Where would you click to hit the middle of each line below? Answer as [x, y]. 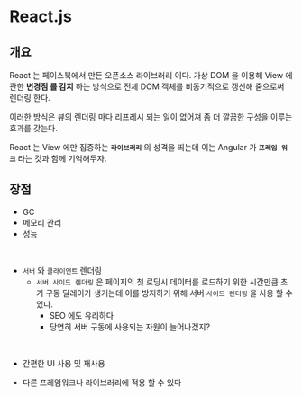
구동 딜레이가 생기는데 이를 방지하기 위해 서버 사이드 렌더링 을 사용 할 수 [169, 292]
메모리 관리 [42, 222]
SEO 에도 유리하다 [82, 315]
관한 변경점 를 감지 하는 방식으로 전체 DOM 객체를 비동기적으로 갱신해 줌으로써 [147, 86]
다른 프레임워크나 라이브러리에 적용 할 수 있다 [102, 382]
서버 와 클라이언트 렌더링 [62, 270]
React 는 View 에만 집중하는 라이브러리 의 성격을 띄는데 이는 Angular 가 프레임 [143, 147]
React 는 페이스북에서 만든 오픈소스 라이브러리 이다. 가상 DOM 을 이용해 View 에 [151, 75]
